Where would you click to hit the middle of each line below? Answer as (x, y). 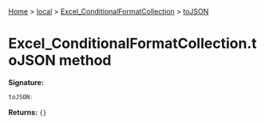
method (85, 61)
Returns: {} (28, 112)
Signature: (26, 82)
